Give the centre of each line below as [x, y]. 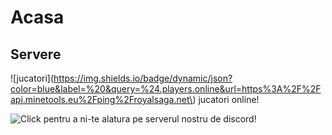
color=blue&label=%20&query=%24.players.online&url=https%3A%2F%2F [166, 89]
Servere [36, 54]
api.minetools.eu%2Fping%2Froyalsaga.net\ [101, 99]
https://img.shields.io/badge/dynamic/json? [143, 78]
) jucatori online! [226, 99]
